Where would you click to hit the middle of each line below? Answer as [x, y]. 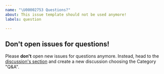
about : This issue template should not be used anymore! [66, 15]
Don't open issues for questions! [57, 44]
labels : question [23, 19]
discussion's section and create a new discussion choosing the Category [81, 61]
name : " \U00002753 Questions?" [38, 10]
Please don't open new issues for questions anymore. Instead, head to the [82, 56]
